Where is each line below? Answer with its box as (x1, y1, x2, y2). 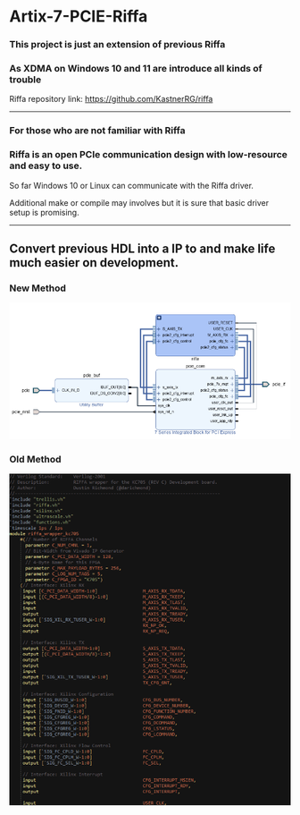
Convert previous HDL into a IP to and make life (9, 242, 276, 257)
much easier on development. (9, 255, 179, 270)
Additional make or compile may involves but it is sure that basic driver (9, 197, 270, 208)
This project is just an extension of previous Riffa (9, 38, 226, 51)
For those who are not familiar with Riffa (9, 124, 186, 137)
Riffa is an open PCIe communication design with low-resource (9, 149, 288, 161)
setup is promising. (9, 207, 79, 217)
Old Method (9, 453, 62, 465)
